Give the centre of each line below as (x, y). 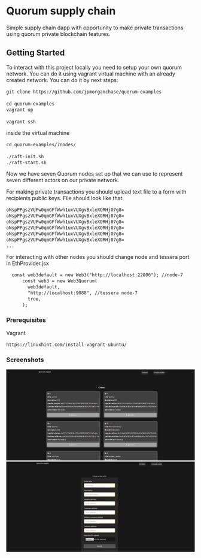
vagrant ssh (21, 122)
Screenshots (25, 360)
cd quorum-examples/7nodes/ (41, 144)
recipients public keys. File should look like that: (65, 198)
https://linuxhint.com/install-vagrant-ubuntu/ (67, 345)
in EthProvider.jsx (28, 263)
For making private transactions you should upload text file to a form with (96, 191)
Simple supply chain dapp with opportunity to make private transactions (95, 28)
